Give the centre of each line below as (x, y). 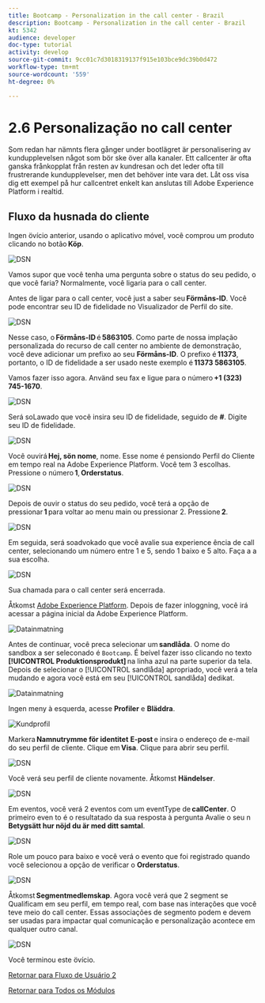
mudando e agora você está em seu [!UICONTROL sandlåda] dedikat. (121, 678)
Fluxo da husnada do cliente (79, 216)
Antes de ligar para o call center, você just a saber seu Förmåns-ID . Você (127, 298)
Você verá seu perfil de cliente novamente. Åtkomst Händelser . (112, 778)
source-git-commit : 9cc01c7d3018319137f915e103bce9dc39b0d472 (113, 60)
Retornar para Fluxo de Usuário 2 (62, 975)
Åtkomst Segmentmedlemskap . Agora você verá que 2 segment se (118, 895)
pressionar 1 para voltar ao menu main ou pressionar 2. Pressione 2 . (118, 512)
